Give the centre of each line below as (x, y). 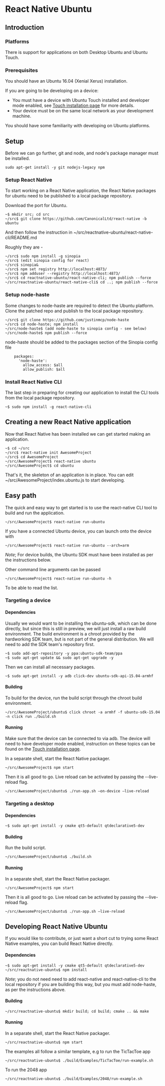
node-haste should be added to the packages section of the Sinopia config (82, 342)
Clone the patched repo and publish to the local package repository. (75, 311)
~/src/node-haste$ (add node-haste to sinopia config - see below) (76, 328)
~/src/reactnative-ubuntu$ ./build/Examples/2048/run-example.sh (74, 1079)
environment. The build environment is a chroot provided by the (70, 634)
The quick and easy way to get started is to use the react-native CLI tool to (81, 507)
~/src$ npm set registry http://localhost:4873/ (56, 269)
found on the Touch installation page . (43, 749)
